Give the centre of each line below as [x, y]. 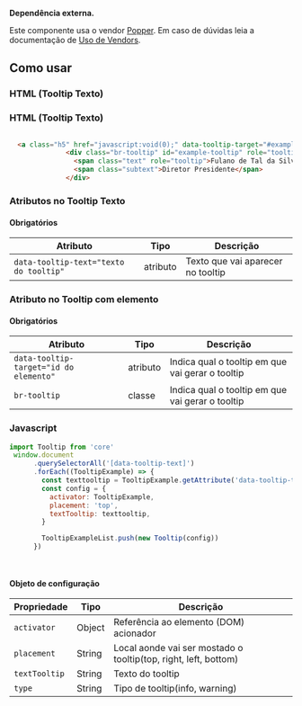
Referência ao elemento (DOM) [179, 622]
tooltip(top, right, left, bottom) [176, 659]
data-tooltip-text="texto [69, 263]
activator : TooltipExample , [102, 497]
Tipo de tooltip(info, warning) [175, 689]
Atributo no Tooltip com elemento [84, 299]
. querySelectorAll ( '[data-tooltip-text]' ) [114, 464]
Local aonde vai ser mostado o [178, 648]
